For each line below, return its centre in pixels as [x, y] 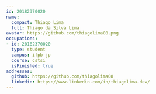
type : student [28, 50]
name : [13, 17]
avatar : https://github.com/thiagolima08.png [62, 33]
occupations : [22, 39]
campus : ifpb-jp [31, 55]
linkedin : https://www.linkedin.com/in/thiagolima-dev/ [81, 82]
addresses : [19, 71]
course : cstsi [28, 60]
